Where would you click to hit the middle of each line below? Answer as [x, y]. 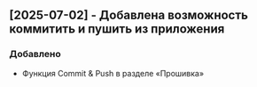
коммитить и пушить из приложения [117, 29]
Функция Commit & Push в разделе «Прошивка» [113, 73]
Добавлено [35, 54]
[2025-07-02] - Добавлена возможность [128, 15]
